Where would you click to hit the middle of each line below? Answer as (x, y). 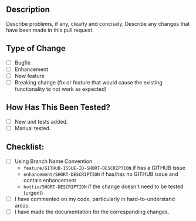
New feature (30, 76)
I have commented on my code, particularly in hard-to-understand (94, 199)
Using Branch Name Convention (53, 161)
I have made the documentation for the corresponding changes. (92, 212)
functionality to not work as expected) (60, 89)
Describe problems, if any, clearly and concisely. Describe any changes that (98, 23)
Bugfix (23, 62)
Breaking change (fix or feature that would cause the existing (88, 82)
